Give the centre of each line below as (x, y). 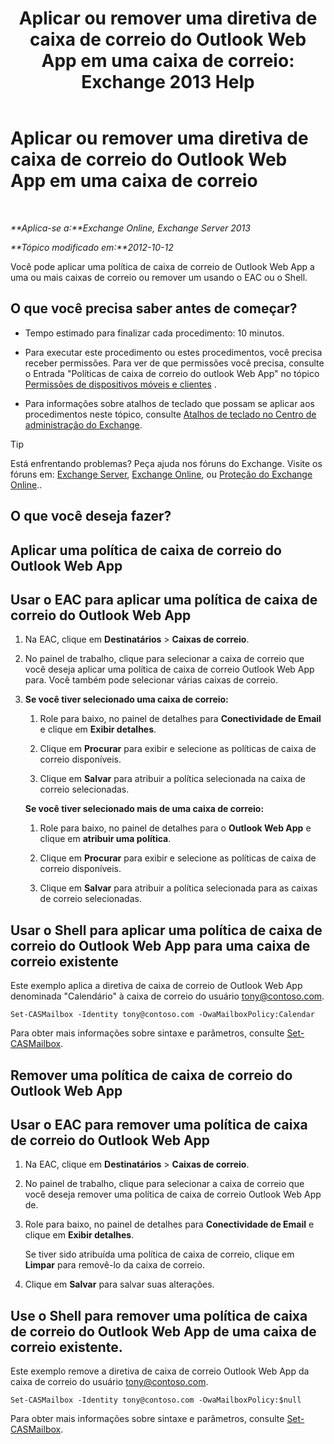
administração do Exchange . (83, 424)
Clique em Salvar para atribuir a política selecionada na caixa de (172, 779)
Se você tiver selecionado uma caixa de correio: (126, 699)
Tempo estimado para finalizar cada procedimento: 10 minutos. (154, 333)
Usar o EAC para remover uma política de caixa (159, 1124)
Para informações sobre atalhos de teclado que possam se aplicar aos (169, 403)
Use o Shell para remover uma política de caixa (159, 1315)
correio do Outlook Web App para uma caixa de (160, 945)
